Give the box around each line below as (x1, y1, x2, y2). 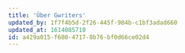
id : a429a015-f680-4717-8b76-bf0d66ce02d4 (8, 33, 150, 41)
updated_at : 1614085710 (8, 26, 87, 34)
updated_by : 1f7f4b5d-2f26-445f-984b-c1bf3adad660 (8, 19, 178, 26)
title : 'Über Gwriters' (8, 11, 87, 19)
